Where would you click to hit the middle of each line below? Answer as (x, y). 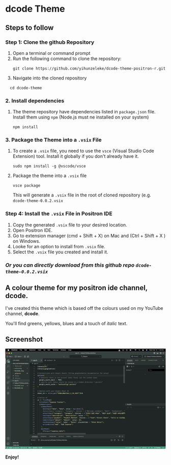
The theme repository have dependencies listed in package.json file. (84, 112)
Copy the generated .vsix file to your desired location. (70, 225)
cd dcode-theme (26, 88)
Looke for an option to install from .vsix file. (59, 246)
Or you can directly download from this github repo (70, 265)
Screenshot (24, 339)
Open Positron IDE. (33, 230)
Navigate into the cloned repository (50, 78)
